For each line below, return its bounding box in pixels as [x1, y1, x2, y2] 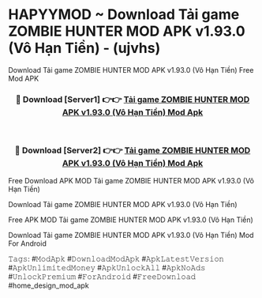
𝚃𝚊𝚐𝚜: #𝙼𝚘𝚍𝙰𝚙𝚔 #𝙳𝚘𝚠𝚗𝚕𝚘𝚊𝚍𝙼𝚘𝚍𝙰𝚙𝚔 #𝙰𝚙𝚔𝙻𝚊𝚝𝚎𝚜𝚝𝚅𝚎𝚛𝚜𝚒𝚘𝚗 [8, 254, 225, 263]
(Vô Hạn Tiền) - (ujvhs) [8, 40, 161, 57]
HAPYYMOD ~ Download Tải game [8, 6, 240, 24]
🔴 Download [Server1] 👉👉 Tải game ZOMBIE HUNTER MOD [15, 93, 250, 104]
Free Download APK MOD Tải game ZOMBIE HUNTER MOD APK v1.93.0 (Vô [8, 175, 255, 185]
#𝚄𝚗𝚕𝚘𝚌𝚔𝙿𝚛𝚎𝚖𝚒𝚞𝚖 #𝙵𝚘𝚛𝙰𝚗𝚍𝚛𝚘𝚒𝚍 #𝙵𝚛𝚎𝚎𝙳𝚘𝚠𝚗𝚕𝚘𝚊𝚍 [8, 271, 196, 281]
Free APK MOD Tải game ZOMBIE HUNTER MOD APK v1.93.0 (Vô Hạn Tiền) [8, 215, 254, 224]
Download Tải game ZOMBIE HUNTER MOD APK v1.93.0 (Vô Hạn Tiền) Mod [8, 230, 254, 240]
